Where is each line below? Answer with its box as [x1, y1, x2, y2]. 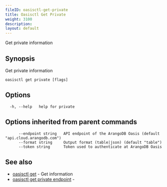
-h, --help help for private [9, 104, 75, 109]
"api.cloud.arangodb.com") [5, 135, 61, 140]
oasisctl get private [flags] [5, 77, 68, 82]
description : [5, 21, 32, 27]
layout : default [5, 26, 39, 31]
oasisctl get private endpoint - [12, 176, 75, 182]
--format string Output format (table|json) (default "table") [18, 140, 162, 145]
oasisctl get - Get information [12, 171, 73, 177]
